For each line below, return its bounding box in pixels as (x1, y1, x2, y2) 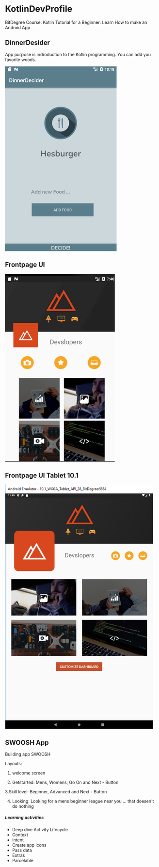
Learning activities (5, 814, 44, 820)
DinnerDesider (5, 39, 50, 47)
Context (12, 832, 28, 838)
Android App (5, 24, 31, 30)
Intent (12, 837, 24, 843)
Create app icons (12, 842, 47, 848)
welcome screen (12, 770, 46, 776)
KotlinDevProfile (5, 3, 73, 15)
